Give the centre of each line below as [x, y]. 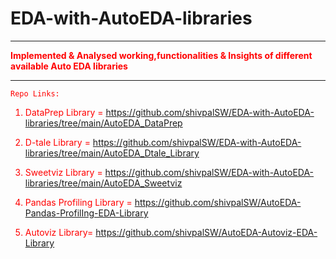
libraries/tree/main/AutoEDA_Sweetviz [103, 183]
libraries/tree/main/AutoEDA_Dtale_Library [112, 153]
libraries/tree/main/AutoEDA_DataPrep [103, 123]
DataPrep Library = [64, 112]
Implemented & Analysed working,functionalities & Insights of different [161, 55]
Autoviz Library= [59, 232]
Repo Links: [35, 93]
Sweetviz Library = [63, 172]
